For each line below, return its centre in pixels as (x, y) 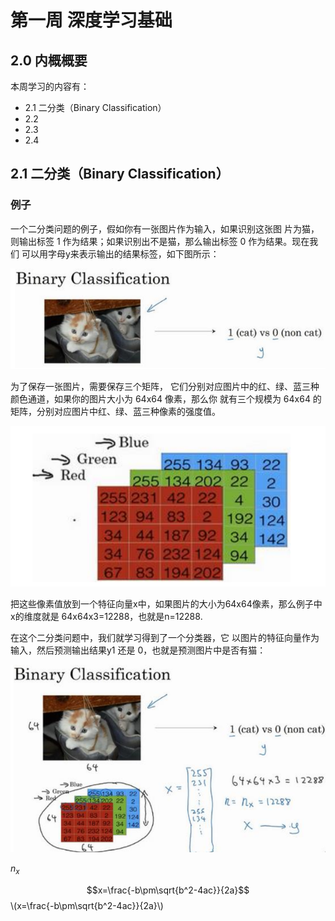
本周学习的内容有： (50, 86)
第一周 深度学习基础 (91, 20)
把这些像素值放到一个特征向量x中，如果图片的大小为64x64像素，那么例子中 (166, 604)
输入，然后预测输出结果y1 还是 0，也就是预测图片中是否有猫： (138, 650)
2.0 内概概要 (49, 60)
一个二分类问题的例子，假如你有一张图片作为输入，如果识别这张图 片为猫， (165, 228)
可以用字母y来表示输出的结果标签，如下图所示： (120, 253)
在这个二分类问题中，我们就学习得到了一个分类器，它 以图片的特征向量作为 (165, 638)
